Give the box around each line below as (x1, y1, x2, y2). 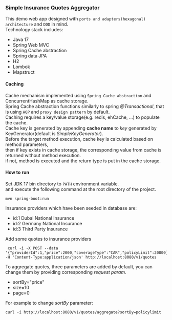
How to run (5, 169, 30, 176)
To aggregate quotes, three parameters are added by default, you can (5, 263, 153, 270)
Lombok (12, 63, 31, 70)
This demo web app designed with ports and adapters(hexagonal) (5, 16, 146, 22)
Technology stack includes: (5, 27, 63, 33)
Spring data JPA (12, 53, 47, 59)
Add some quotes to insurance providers (5, 236, 92, 242)
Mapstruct (12, 69, 35, 75)
